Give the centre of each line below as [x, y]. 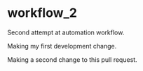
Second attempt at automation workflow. [66, 32]
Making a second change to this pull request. [73, 59]
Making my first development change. [62, 46]
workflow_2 [42, 13]
